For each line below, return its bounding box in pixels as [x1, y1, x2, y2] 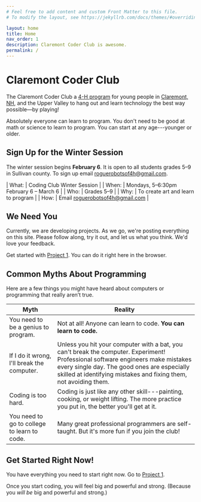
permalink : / [6, 47, 39, 54]
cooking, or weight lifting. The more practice [57, 395, 182, 403]
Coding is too [9, 391, 47, 400]
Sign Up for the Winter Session [6, 147, 124, 158]
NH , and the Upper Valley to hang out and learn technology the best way [6, 99, 185, 107]
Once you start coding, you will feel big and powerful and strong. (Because [6, 483, 191, 490]
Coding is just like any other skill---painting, [57, 388, 184, 396]
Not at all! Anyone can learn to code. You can [57, 319, 185, 328]
